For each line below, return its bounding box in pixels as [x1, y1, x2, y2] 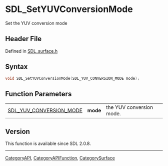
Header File [5, 35, 42, 43]
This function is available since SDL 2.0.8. [5, 140, 91, 146]
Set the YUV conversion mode [5, 20, 67, 26]
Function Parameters [5, 89, 72, 98]
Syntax [5, 63, 28, 71]
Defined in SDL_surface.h [5, 48, 58, 54]
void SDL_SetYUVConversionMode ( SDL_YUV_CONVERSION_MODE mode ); [5, 76, 140, 81]
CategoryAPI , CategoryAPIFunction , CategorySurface [5, 155, 115, 161]
